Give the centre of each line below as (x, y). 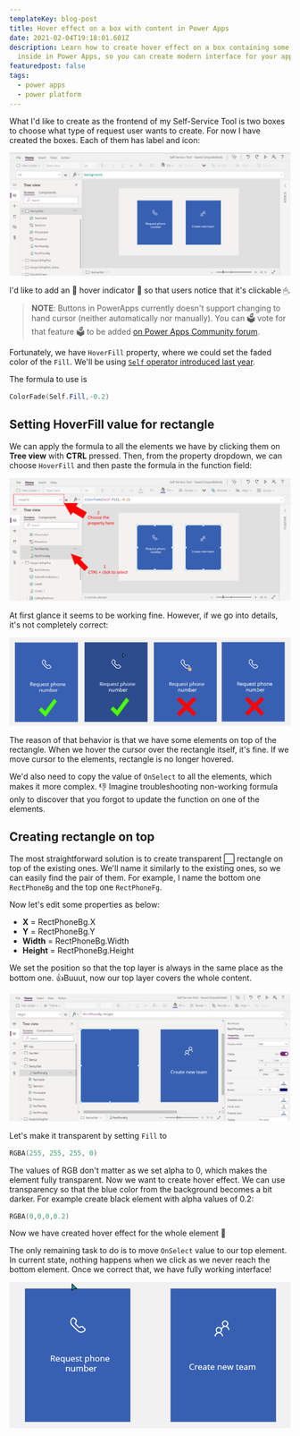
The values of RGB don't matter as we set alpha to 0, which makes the (138, 1170)
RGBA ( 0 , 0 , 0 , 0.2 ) (39, 1216)
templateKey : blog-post (54, 19)
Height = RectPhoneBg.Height (78, 950)
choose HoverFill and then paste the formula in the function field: (131, 465)
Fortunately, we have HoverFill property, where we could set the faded (141, 353)
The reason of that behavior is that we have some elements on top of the (143, 739)
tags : (19, 76)
